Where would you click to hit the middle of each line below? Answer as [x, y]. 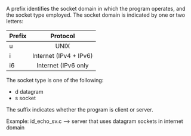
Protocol [63, 36]
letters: [15, 21]
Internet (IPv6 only [63, 65]
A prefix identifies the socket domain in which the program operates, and [96, 9]
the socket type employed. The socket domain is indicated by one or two [96, 15]
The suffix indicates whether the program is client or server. [80, 109]
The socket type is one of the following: [55, 80]
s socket [25, 98]
